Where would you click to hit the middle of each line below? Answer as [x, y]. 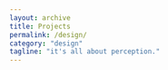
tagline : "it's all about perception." [85, 52]
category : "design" [46, 43]
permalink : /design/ [49, 35]
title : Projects [40, 26]
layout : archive [40, 18]
